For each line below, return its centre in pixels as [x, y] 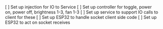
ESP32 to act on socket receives [38, 22]
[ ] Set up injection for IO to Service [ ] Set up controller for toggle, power [79, 7]
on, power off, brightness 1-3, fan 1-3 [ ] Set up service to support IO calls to [82, 12]
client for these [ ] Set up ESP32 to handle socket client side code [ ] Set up [81, 17]
